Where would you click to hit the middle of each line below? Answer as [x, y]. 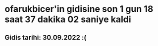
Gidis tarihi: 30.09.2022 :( [46, 37]
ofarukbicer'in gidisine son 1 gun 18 [79, 9]
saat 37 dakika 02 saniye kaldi [68, 19]
